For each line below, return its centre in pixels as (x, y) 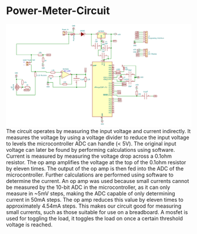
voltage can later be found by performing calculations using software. (91, 150)
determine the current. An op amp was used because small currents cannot (98, 181)
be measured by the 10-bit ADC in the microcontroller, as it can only (88, 187)
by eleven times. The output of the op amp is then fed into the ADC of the (95, 168)
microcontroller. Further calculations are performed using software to (90, 175)
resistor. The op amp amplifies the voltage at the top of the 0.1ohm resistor (96, 162)
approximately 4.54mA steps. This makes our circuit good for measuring (94, 206)
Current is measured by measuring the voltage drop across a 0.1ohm (89, 156)
